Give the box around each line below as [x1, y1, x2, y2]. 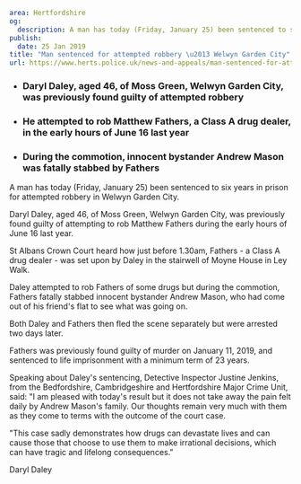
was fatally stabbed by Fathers [21, 162, 159, 174]
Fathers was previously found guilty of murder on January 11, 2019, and [9, 346, 273, 356]
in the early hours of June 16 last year [21, 126, 190, 138]
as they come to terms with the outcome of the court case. [9, 410, 227, 421]
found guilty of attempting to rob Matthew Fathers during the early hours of [9, 218, 288, 229]
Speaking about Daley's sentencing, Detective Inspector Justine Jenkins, [9, 373, 279, 383]
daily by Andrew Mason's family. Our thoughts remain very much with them [9, 400, 288, 412]
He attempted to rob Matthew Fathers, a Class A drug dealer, [21, 115, 291, 128]
